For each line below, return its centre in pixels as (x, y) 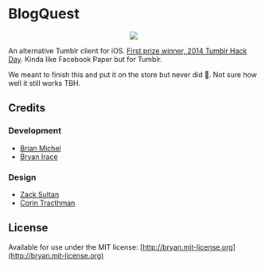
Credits (27, 108)
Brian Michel (40, 148)
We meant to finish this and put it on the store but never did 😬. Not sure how (132, 74)
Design (22, 177)
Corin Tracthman (47, 203)
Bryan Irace (39, 157)
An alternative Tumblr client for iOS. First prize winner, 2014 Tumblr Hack (128, 50)
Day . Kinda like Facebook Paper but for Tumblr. (86, 59)
